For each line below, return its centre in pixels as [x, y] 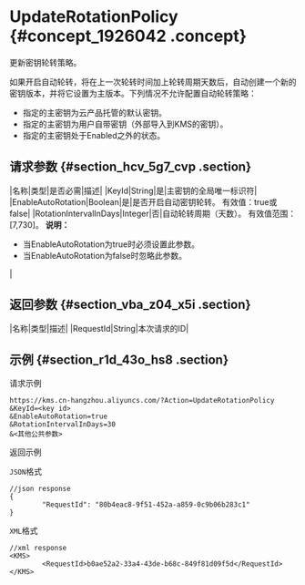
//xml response [38, 549]
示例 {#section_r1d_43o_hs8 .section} [119, 359]
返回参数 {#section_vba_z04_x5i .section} [131, 305]
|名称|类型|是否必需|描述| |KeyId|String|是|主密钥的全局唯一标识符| [133, 190]
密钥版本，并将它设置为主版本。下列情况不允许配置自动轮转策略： [133, 93]
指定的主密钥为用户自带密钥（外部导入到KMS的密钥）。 [125, 124]
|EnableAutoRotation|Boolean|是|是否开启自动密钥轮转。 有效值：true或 [143, 201]
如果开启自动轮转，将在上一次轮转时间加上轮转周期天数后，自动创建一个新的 [153, 82]
